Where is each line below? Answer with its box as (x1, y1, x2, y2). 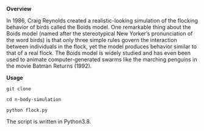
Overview (6, 5, 32, 12)
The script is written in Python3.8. (6, 118, 92, 125)
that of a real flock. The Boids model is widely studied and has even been (6, 49, 191, 57)
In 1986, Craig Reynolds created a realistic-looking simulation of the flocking (6, 17, 199, 24)
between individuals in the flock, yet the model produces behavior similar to (6, 43, 197, 50)
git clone (6, 86, 32, 92)
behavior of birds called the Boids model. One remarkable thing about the (6, 24, 191, 30)
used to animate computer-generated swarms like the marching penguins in (6, 56, 197, 63)
